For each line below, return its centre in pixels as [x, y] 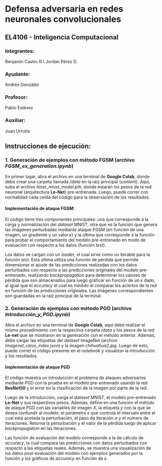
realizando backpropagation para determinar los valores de [87, 275]
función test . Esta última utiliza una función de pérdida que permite [72, 259]
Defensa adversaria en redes [64, 9]
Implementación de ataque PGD [37, 367]
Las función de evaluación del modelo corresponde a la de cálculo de [74, 438]
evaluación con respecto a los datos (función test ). [56, 245]
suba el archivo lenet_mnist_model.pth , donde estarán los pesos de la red [78, 187]
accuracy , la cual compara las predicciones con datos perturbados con [76, 443]
